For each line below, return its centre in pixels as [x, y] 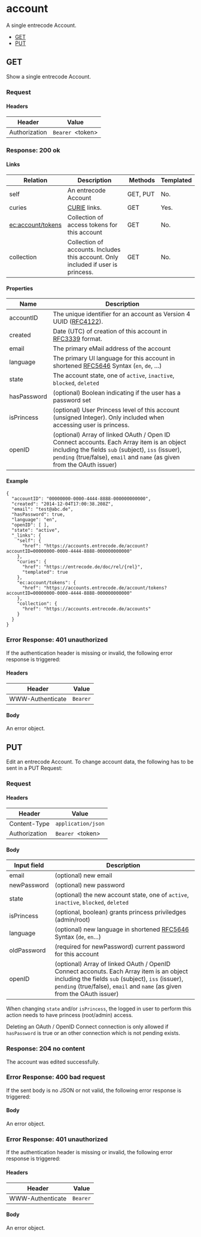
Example [17, 481]
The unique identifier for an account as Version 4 [121, 314]
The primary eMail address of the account [112, 348]
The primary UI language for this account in [114, 359]
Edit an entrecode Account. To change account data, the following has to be [100, 762]
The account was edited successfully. [53, 1062]
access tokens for [92, 225]
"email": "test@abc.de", [42, 509]
